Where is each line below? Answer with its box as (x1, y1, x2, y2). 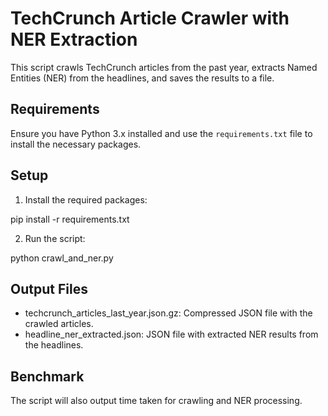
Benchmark (10, 368, 85, 385)
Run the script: (24, 232, 86, 244)
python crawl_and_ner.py (10, 252, 114, 264)
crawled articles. (24, 318, 94, 330)
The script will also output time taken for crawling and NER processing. (10, 395, 303, 407)
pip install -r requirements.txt (10, 213, 130, 225)
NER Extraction (10, 28, 138, 51)
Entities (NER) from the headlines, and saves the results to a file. (10, 72, 275, 84)
